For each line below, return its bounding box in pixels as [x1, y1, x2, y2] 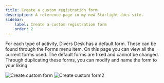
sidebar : [5, 17, 24, 22]
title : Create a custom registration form [5, 7, 98, 13]
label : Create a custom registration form [14, 22, 107, 27]
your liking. [5, 63, 29, 69]
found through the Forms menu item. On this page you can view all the [5, 46, 155, 52]
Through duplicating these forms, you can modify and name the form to [5, 57, 157, 63]
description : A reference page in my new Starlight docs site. [5, 12, 144, 17]
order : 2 [14, 27, 33, 32]
